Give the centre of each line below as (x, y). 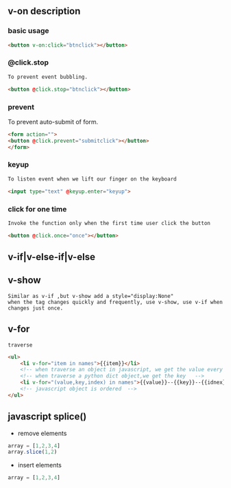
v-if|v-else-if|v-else (51, 257)
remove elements (42, 433)
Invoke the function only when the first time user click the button (109, 223)
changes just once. (36, 308)
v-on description (44, 11)
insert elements (40, 465)
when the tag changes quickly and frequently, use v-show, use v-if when (115, 302)
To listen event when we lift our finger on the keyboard (92, 179)
